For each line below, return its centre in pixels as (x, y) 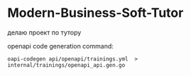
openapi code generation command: (60, 46)
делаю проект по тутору (44, 32)
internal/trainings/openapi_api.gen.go (66, 65)
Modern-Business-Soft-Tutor (95, 13)
